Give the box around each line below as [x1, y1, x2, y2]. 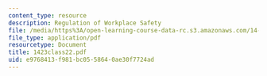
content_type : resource [8, 11, 87, 20]
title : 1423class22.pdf [8, 48, 87, 56]
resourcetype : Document [8, 41, 87, 49]
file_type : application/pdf [8, 33, 102, 42]
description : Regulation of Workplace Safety [8, 19, 161, 27]
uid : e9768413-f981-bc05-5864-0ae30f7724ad [8, 56, 155, 64]
